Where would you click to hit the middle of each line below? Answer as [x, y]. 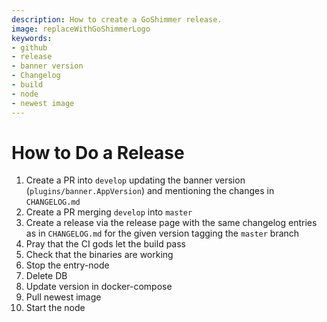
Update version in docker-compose [99, 287]
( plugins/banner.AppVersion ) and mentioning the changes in [150, 191]
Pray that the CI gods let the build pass [105, 244]
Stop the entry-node [67, 265]
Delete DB [46, 276]
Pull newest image [63, 297]
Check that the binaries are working [99, 255]
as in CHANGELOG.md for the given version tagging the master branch [162, 233]
